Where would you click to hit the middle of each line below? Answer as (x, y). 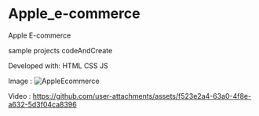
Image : (20, 81)
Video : (20, 96)
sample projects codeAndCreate (60, 50)
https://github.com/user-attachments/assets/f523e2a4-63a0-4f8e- (142, 96)
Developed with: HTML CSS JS (58, 65)
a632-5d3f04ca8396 (42, 104)
